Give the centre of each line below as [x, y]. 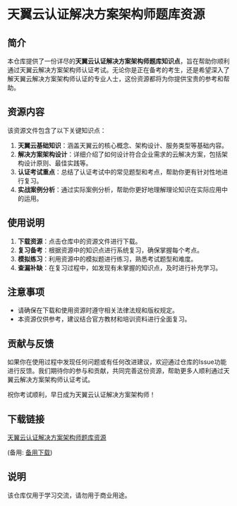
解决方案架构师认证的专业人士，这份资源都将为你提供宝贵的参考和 [127, 79]
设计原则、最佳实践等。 [58, 163]
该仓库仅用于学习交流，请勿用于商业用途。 [69, 495]
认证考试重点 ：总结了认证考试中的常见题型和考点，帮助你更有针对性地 [120, 172]
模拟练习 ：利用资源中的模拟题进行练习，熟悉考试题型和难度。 [107, 259]
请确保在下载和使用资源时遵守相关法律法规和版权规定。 [98, 310]
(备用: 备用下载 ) [30, 452]
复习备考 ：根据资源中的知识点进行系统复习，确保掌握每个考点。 [110, 250]
